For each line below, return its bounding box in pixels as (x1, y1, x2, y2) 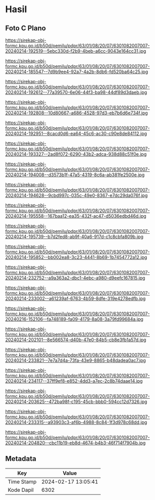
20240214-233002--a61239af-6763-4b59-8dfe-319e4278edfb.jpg (5, 295, 146, 302)
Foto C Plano (5, 24, 46, 32)
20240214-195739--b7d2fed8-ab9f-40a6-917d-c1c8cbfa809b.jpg (5, 234, 143, 240)
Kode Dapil (8, 486, 34, 493)
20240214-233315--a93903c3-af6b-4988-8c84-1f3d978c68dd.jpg (5, 419, 147, 425)
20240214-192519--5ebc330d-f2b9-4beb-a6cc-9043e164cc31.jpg (5, 48, 146, 54)
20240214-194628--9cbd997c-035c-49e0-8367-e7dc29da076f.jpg (5, 192, 148, 198)
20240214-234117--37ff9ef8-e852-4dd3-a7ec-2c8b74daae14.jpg (5, 378, 143, 384)
